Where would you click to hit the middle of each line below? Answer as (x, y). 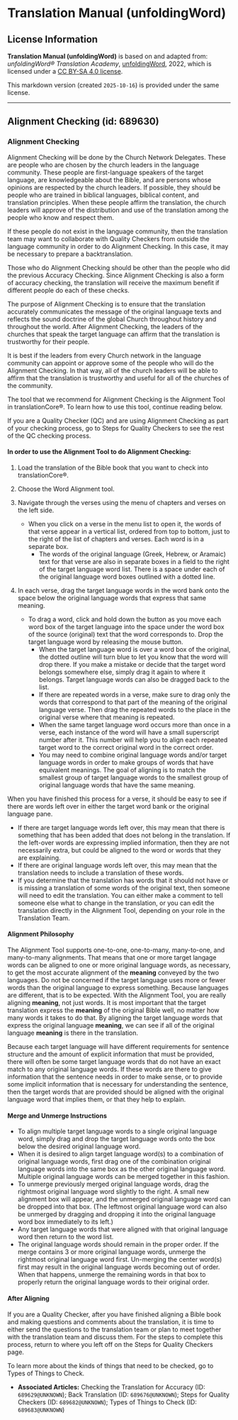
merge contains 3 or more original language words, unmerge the (112, 1252)
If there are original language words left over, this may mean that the (117, 865)
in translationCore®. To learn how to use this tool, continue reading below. (115, 406)
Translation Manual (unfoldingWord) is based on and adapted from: (108, 56)
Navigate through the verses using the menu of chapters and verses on (121, 502)
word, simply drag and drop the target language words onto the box (117, 1139)
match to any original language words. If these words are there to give (110, 1070)
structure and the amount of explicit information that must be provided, (111, 1054)
